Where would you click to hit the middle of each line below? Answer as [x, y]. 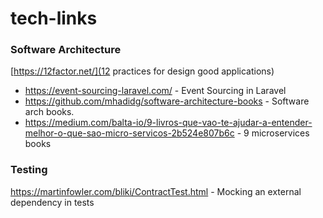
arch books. [49, 112]
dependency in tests [52, 202]
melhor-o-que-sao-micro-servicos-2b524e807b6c [129, 133]
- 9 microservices [273, 133]
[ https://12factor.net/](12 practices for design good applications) [142, 71]
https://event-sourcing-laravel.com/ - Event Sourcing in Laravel [155, 91]
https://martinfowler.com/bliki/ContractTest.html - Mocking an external [156, 191]
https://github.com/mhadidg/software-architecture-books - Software [167, 101]
